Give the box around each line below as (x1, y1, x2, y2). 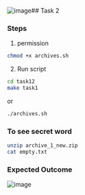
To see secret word (7, 126, 72, 136)
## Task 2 (31, 7, 60, 14)
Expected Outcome (7, 165, 73, 174)
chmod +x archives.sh (7, 52, 69, 60)
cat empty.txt (7, 148, 48, 155)
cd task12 (7, 78, 36, 85)
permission (16, 39, 49, 47)
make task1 (7, 84, 38, 92)
